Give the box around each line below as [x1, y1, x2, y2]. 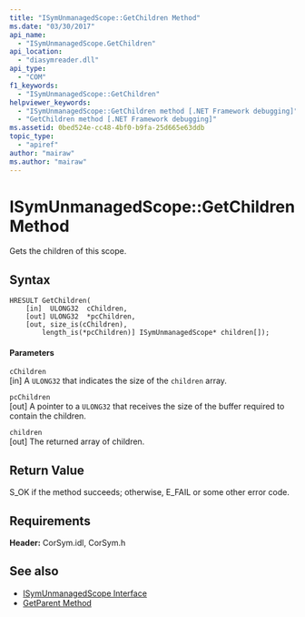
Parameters [9, 347, 54, 358]
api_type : [9, 65, 47, 74]
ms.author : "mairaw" [9, 157, 88, 167]
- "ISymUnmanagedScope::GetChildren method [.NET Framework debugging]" [17, 106, 299, 116]
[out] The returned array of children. [9, 436, 145, 447]
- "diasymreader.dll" [17, 56, 100, 65]
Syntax [9, 272, 51, 288]
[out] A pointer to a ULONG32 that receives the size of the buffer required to [9, 401, 285, 412]
